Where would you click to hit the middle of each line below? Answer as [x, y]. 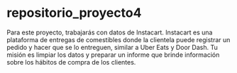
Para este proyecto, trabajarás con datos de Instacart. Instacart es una [110, 32]
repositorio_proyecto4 [74, 13]
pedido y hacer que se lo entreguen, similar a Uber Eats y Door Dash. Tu [112, 47]
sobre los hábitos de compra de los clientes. [71, 62]
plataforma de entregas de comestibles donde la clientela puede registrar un [118, 39]
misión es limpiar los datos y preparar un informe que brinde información [113, 55]
